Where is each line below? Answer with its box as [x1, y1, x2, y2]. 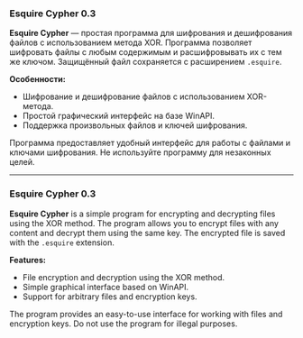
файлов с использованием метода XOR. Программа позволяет [9, 37, 252, 48]
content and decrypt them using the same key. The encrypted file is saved [9, 227, 286, 238]
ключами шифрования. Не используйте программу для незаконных [9, 147, 272, 158]
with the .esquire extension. [9, 237, 115, 248]
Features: [9, 254, 47, 265]
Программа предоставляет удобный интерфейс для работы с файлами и [9, 138, 291, 149]
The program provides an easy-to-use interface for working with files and [9, 308, 283, 319]
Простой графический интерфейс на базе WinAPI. [22, 111, 215, 122]
